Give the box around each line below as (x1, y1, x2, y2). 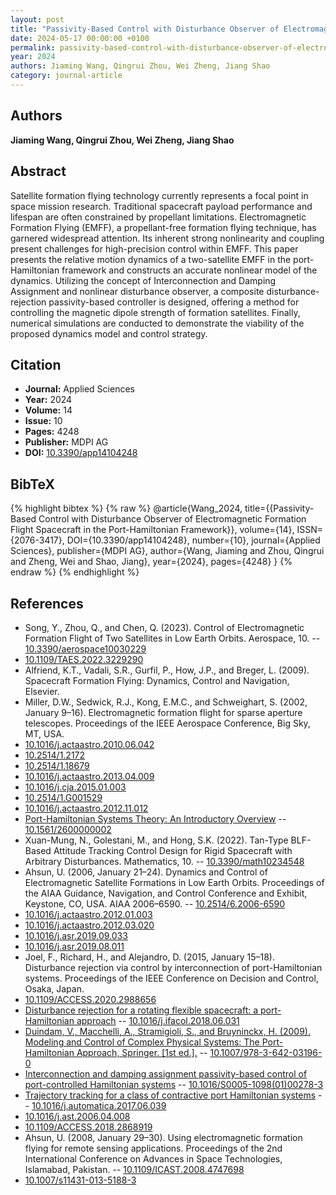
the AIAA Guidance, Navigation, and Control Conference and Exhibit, (24, 887, 308, 899)
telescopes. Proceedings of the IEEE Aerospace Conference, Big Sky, (24, 717, 311, 729)
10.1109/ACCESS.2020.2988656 (24, 993, 157, 1005)
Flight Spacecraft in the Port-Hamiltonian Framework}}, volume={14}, (10, 524, 295, 536)
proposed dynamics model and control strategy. (10, 327, 208, 340)
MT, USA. (24, 727, 65, 740)
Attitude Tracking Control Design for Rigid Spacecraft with (53, 844, 293, 856)
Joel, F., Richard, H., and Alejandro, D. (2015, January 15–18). (24, 951, 275, 963)
